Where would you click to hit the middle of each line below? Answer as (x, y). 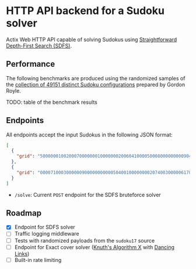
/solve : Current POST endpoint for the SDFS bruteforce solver (88, 195)
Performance (31, 64)
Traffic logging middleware (47, 234)
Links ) (22, 254)
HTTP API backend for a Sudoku (85, 11)
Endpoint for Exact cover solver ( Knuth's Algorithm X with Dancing (94, 247)
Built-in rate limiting (38, 260)
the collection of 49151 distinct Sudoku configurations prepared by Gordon (96, 84)
